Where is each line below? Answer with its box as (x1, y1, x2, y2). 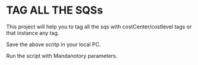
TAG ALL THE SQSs (6, 4, 103, 17)
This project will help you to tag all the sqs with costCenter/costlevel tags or (6, 23, 192, 30)
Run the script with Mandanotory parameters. (6, 52, 118, 59)
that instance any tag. (6, 29, 59, 36)
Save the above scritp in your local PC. (6, 41, 101, 48)
